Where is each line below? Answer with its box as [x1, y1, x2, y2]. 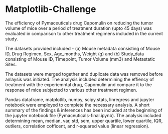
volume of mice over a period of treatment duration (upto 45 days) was [5, 25, 152, 31]
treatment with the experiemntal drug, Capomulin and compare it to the [5, 81, 152, 88]
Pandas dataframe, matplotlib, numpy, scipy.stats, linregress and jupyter [5, 96, 154, 103]
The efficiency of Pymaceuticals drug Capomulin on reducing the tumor [5, 20, 153, 26]
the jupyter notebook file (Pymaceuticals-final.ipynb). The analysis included [5, 112, 161, 118]
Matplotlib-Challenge [5, 3, 96, 15]
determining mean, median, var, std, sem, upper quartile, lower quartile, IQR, [5, 118, 163, 124]
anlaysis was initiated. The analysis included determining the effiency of [5, 76, 154, 82]
